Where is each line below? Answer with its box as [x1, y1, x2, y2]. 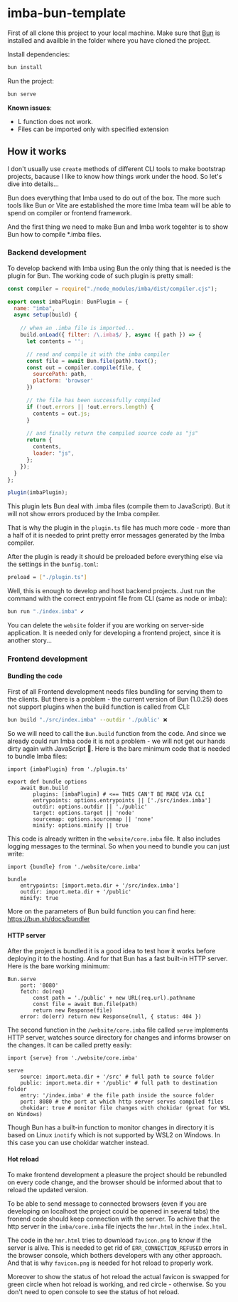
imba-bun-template [7, 5, 126, 21]
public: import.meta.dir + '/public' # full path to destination [20, 1080, 218, 1087]
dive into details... [7, 180, 59, 188]
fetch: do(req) [20, 988, 65, 995]
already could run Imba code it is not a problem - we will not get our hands [7, 737, 226, 746]
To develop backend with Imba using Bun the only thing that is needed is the [7, 264, 231, 272]
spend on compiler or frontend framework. [7, 208, 133, 217]
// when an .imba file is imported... [20, 324, 135, 332]
